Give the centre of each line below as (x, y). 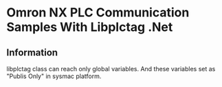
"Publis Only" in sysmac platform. (54, 76)
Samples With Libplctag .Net (90, 27)
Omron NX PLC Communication (98, 13)
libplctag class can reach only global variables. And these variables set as (111, 69)
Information (32, 52)
